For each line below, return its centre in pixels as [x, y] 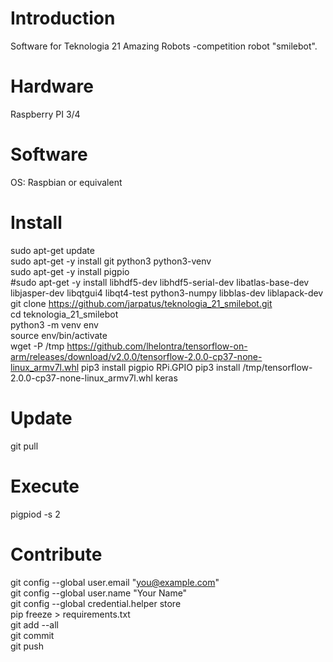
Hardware [52, 86]
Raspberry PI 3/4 [45, 114]
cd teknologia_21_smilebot [64, 314]
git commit [32, 635]
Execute [45, 486]
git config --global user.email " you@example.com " [115, 582]
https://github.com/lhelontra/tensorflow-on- [157, 346]
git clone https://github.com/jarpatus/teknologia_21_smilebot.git [141, 303]
